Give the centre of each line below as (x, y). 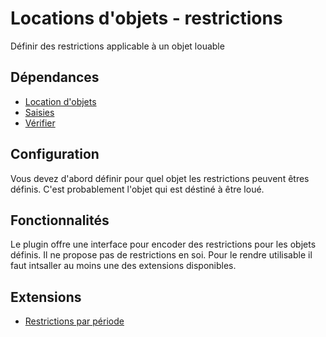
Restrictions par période (74, 321)
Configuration (55, 154)
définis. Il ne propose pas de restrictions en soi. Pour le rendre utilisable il (161, 255)
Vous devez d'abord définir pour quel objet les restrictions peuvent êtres (160, 178)
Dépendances (55, 77)
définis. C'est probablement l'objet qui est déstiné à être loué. (137, 189)
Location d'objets (60, 101)
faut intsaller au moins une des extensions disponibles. (123, 266)
